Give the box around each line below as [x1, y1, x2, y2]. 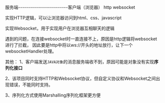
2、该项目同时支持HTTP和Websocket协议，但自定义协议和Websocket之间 [5, 76, 156, 81]
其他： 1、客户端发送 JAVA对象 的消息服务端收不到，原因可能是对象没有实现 [5, 59, 155, 64]
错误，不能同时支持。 [9, 82, 53, 88]
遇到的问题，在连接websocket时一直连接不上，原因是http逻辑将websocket [5, 36, 157, 42]
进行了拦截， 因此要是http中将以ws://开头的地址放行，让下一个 [5, 42, 133, 48]
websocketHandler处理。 [5, 49, 57, 54]
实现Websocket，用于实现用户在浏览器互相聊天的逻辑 [5, 25, 115, 31]
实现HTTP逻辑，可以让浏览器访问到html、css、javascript [5, 15, 122, 21]
